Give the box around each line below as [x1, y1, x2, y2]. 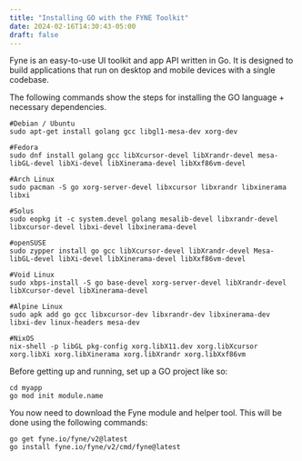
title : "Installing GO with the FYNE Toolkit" [9, 13, 189, 23]
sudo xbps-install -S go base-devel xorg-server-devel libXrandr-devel [9, 278, 287, 287]
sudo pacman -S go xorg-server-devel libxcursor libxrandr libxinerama [9, 183, 287, 192]
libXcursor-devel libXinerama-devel [9, 286, 148, 296]
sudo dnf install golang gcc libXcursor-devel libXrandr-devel [9, 151, 255, 160]
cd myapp [9, 384, 43, 393]
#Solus [9, 206, 35, 216]
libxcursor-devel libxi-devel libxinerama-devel [9, 223, 197, 232]
